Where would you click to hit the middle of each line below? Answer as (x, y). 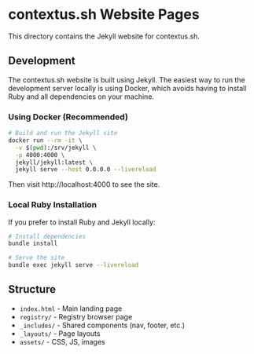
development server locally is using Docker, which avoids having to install (127, 88)
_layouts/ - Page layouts (60, 333)
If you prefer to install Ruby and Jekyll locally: (82, 222)
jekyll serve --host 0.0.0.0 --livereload (86, 170)
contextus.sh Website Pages (104, 15)
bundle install (33, 244)
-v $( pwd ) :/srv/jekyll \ (56, 148)
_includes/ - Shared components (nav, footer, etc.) (102, 325)
